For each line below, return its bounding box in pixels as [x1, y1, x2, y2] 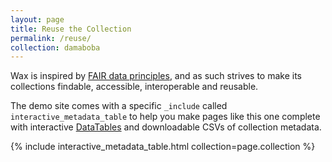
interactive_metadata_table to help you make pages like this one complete [10, 111, 321, 123]
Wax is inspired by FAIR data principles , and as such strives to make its [10, 70, 303, 82]
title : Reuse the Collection [10, 24, 132, 34]
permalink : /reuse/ [10, 33, 92, 43]
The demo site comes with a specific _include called [10, 100, 228, 112]
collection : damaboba [10, 42, 101, 53]
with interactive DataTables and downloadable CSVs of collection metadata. [10, 121, 322, 133]
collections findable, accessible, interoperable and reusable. [10, 81, 259, 93]
